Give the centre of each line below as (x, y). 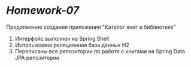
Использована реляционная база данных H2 (72, 45)
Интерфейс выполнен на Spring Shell (62, 38)
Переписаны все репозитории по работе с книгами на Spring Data (100, 51)
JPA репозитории (37, 57)
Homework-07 (43, 10)
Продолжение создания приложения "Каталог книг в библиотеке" (91, 27)
